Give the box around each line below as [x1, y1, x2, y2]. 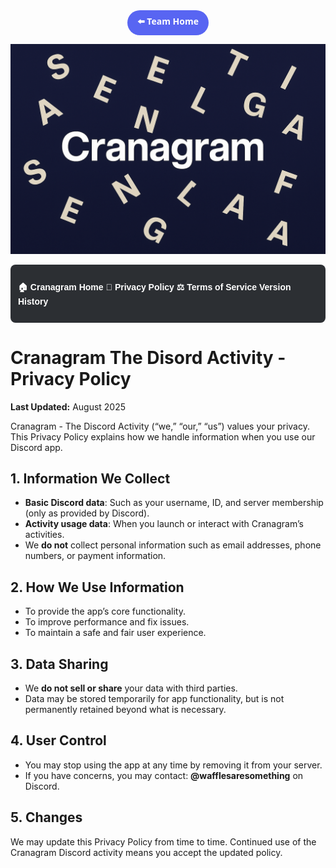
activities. [24, 529, 65, 541]
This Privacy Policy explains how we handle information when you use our [10, 430, 316, 443]
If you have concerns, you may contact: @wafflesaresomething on [24, 769, 304, 781]
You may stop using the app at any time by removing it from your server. [24, 759, 323, 771]
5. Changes [10, 809, 83, 826]
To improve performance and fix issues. [24, 616, 190, 628]
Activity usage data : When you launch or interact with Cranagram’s [24, 518, 304, 530]
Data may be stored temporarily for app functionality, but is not [24, 693, 285, 705]
